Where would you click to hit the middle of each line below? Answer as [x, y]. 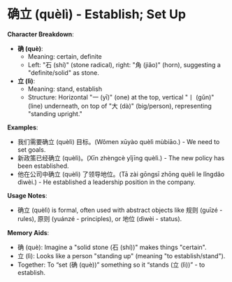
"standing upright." [55, 113]
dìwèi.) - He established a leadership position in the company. [106, 182]
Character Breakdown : [41, 34]
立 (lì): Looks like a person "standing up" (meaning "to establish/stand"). [121, 255]
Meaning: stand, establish [65, 89]
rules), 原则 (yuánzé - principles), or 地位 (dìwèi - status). [100, 218]
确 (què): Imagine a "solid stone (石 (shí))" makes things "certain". [112, 247]
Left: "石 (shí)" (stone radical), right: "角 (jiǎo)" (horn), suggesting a [124, 64]
